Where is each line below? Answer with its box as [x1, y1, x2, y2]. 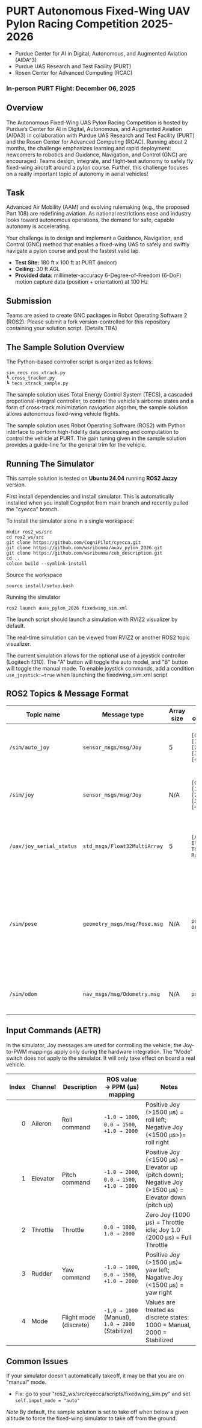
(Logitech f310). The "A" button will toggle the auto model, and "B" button [6, 658, 188, 665]
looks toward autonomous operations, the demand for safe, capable [6, 216, 174, 224]
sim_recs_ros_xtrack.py [6, 370, 66, 376]
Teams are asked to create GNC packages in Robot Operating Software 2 [6, 312, 188, 319]
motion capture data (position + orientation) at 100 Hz [14, 278, 148, 285]
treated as [145, 1305, 174, 1314]
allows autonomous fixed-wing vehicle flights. [6, 410, 120, 418]
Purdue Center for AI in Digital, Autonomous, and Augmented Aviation [14, 49, 188, 57]
